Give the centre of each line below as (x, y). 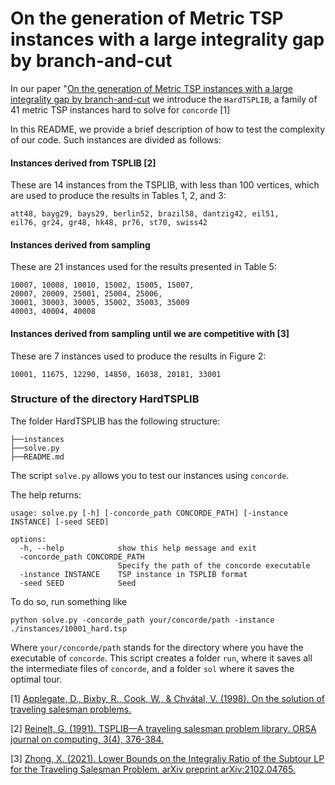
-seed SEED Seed (78, 583)
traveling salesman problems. (71, 709)
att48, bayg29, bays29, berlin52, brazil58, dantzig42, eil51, (145, 214)
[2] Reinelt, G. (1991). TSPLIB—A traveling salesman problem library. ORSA (163, 728)
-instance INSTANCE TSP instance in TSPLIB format (133, 574)
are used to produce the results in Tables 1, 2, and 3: (118, 196)
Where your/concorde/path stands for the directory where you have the (157, 647)
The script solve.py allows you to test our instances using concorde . (150, 475)
